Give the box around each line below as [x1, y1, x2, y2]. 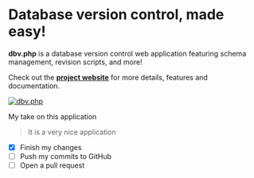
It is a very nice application [27, 127, 117, 137]
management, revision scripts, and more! [8, 57, 143, 67]
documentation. [8, 81, 61, 91]
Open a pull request [19, 161, 85, 170]
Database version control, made [8, 6, 225, 24]
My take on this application [8, 111, 97, 121]
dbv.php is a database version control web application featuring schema [8, 48, 247, 58]
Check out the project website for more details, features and [8, 72, 209, 82]
